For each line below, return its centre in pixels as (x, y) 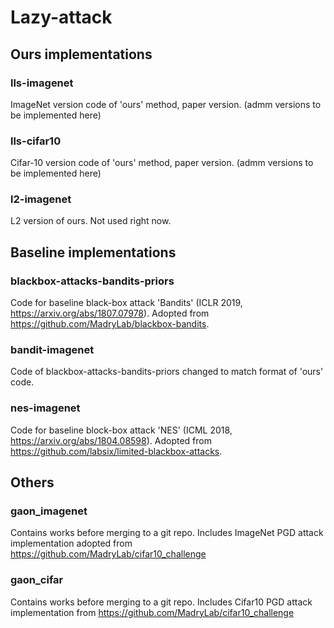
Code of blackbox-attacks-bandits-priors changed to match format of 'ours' (167, 372)
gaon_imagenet (49, 511)
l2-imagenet (41, 199)
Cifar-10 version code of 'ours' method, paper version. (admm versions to (162, 163)
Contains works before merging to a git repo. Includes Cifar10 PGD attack (161, 602)
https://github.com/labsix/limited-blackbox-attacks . (116, 451)
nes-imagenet (45, 408)
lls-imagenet (42, 83)
